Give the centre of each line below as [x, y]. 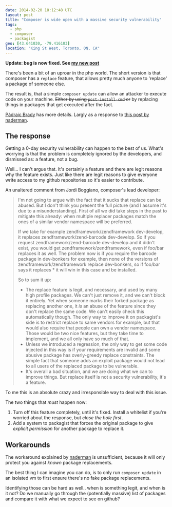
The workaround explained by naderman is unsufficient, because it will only [85, 457]
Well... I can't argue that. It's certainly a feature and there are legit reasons [84, 169]
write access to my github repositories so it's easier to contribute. [75, 180]
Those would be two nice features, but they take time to [84, 334]
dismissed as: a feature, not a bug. [42, 159]
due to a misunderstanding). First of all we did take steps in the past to [92, 211]
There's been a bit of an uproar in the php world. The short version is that [83, 73]
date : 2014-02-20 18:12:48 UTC [39, 10]
